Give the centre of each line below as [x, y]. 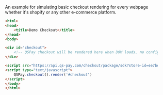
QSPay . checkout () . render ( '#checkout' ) [53, 75]
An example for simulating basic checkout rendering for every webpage [77, 7]
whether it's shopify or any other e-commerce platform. [61, 12]
